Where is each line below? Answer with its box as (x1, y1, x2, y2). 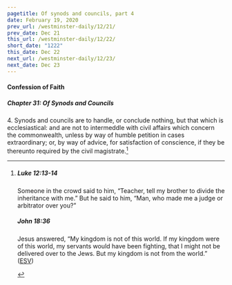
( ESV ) (17, 257, 35, 265)
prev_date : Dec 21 (7, 29, 60, 37)
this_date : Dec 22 (7, 49, 60, 56)
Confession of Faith (7, 83, 65, 91)
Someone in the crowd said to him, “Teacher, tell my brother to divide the (17, 186, 225, 194)
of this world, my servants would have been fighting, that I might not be (17, 241, 221, 250)
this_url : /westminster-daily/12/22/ (7, 36, 116, 43)
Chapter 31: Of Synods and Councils (7, 98, 114, 107)
